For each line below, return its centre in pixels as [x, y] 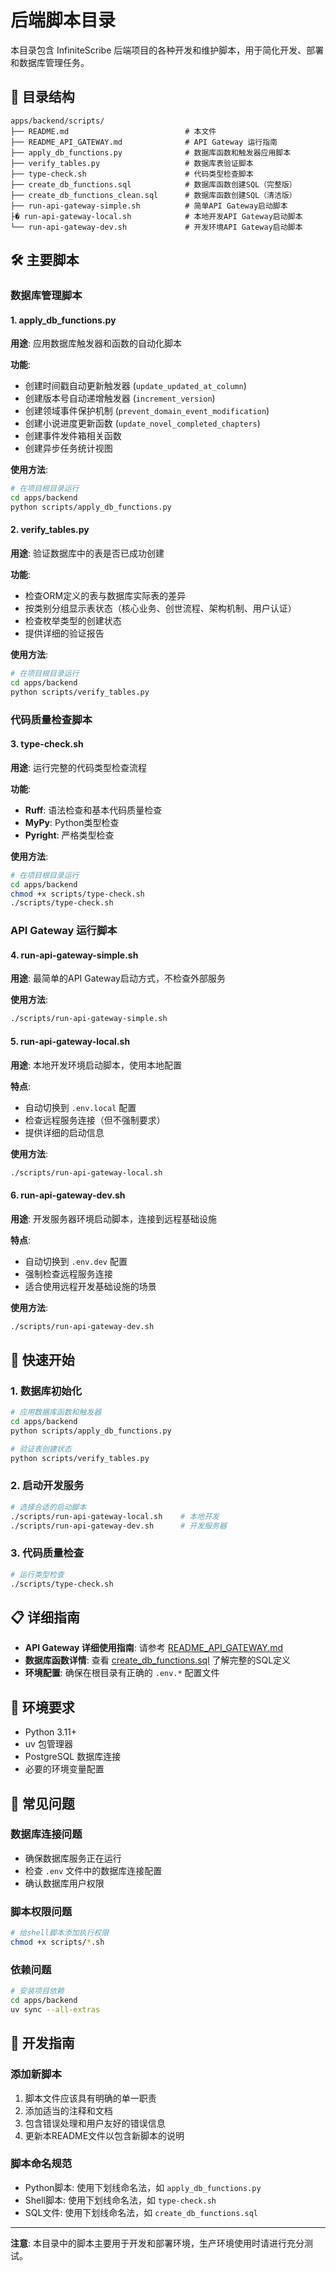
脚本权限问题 [41, 1911]
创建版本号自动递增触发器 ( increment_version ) [120, 398]
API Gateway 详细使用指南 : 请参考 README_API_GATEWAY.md [154, 1648]
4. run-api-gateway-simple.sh [74, 955]
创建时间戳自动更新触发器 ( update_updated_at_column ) [135, 386]
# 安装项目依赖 [37, 1991]
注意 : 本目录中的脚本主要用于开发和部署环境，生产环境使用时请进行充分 [157, 2243]
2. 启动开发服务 [47, 1486]
